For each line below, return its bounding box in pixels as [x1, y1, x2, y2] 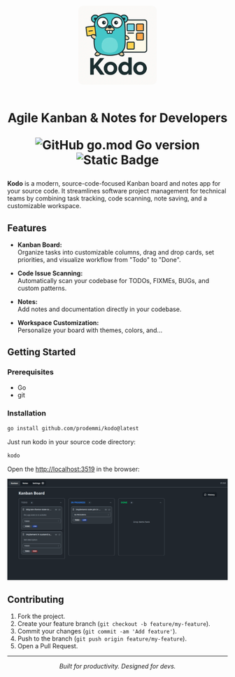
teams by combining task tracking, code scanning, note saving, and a [7, 194, 208, 203]
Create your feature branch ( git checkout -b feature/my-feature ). [17, 620, 211, 628]
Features [7, 222, 47, 234]
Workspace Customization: [17, 319, 99, 327]
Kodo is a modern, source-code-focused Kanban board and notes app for [7, 179, 221, 188]
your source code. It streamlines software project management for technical [7, 187, 227, 196]
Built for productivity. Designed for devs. [59, 662, 176, 671]
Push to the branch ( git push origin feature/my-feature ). [17, 634, 187, 643]
